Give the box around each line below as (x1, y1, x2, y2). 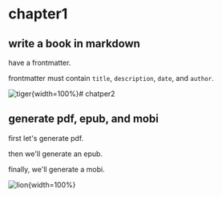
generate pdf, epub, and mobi (8, 112, 159, 126)
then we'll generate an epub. (8, 149, 103, 159)
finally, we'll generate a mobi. (8, 164, 106, 174)
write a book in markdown (8, 37, 140, 50)
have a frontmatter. (8, 58, 71, 67)
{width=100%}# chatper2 (31, 89, 115, 98)
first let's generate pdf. (8, 133, 84, 143)
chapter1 (8, 5, 68, 23)
